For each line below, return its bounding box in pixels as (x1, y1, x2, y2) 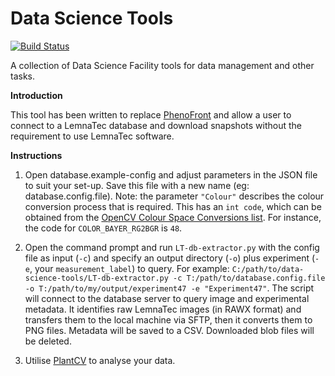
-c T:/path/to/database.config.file (173, 273, 326, 283)
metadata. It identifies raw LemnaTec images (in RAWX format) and (24, 303, 302, 315)
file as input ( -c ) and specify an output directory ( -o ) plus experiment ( (24, 252, 316, 264)
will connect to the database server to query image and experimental (24, 292, 310, 304)
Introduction (10, 89, 63, 101)
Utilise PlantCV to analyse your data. (24, 354, 176, 366)
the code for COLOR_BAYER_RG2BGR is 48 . (24, 222, 183, 234)
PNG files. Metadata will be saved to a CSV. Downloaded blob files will (24, 324, 315, 336)
